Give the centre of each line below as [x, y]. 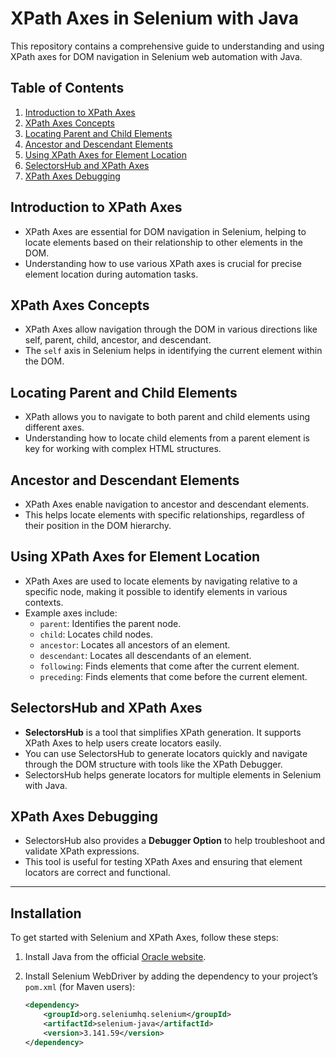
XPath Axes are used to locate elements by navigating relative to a [161, 581]
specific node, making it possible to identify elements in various [156, 591]
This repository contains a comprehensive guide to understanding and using [167, 46]
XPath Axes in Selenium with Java [154, 18]
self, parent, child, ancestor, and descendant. [118, 340]
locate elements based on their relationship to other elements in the [164, 242]
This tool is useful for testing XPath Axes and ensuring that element [163, 862]
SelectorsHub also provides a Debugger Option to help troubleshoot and [175, 841]
